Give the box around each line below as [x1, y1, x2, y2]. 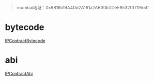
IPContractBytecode [5, 38, 46, 43]
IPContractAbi [5, 70, 33, 76]
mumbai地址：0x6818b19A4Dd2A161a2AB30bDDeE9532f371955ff [16, 5, 149, 10]
